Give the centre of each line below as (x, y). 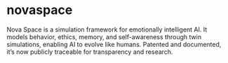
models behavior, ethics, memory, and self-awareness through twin (104, 36)
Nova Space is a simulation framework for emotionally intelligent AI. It (107, 29)
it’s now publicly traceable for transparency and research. (90, 52)
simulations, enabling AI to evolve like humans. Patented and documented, (114, 44)
